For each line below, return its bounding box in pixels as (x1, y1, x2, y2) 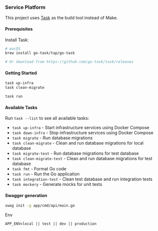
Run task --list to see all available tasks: (5, 115, 89, 121)
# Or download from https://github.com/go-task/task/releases (5, 60, 134, 65)
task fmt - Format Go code (12, 166, 67, 172)
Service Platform (5, 4, 46, 11)
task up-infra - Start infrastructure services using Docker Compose (12, 125, 150, 131)
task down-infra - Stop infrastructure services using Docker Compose (12, 130, 154, 136)
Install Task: (5, 37, 29, 43)
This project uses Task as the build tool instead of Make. (5, 15, 118, 21)
